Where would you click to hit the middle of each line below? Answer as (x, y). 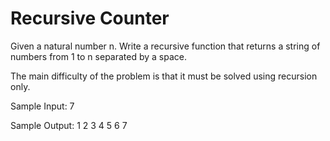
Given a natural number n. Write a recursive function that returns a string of (165, 46)
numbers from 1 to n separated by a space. (99, 56)
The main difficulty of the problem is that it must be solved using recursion (164, 76)
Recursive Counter (90, 18)
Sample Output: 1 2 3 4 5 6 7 (69, 125)
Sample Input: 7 (42, 106)
